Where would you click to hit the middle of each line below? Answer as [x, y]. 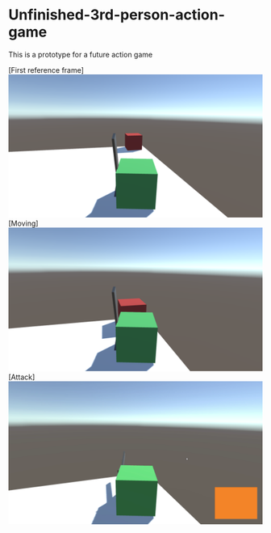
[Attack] [22, 377]
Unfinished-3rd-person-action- [117, 15]
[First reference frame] [46, 70]
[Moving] [23, 223]
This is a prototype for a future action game [81, 54]
